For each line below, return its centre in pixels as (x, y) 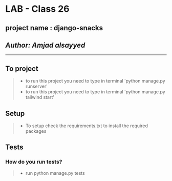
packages (36, 131)
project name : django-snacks (54, 28)
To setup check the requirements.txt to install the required (87, 126)
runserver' (36, 86)
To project (22, 68)
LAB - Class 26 (37, 9)
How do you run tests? (34, 162)
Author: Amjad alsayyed (45, 45)
